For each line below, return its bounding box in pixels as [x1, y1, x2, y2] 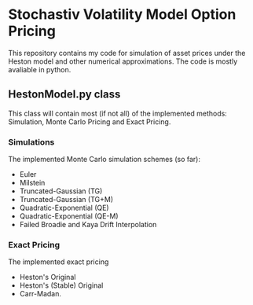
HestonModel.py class [8, 88, 121, 101]
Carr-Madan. [19, 289, 61, 299]
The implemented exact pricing [8, 257, 109, 266]
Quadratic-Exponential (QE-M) [19, 211, 119, 221]
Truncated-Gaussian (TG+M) [19, 195, 114, 204]
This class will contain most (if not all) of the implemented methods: [8, 108, 228, 118]
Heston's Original [19, 273, 76, 282]
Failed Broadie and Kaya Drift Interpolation [19, 220, 157, 230]
